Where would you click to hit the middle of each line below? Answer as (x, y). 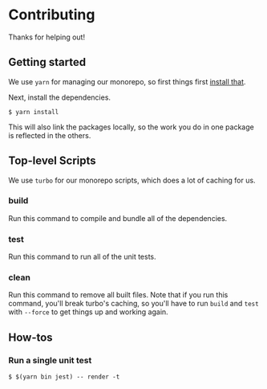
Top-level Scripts (52, 161)
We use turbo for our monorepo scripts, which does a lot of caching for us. (132, 180)
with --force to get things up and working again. (88, 312)
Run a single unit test (50, 360)
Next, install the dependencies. (59, 97)
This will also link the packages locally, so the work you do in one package (131, 127)
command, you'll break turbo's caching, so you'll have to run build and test (133, 304)
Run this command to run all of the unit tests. (82, 257)
